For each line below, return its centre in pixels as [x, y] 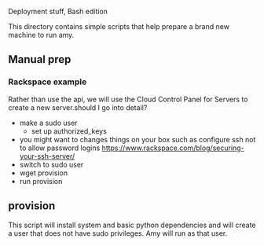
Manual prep [40, 59]
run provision [41, 181]
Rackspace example [48, 82]
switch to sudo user [51, 164]
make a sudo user [48, 123]
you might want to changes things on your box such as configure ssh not [137, 139]
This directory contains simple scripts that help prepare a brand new [119, 26]
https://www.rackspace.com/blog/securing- [173, 148]
